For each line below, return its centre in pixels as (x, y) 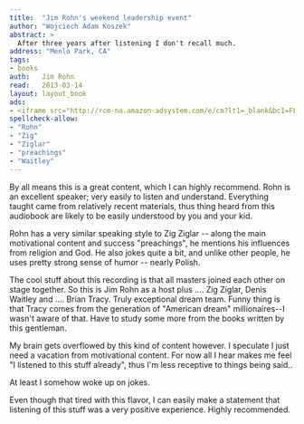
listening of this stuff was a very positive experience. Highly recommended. (150, 410)
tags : (19, 60)
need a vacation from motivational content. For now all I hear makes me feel (151, 355)
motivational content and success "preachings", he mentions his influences (150, 243)
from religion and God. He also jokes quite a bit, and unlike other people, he (150, 252)
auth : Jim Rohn (42, 77)
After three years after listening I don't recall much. (127, 43)
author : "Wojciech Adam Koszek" (70, 26)
